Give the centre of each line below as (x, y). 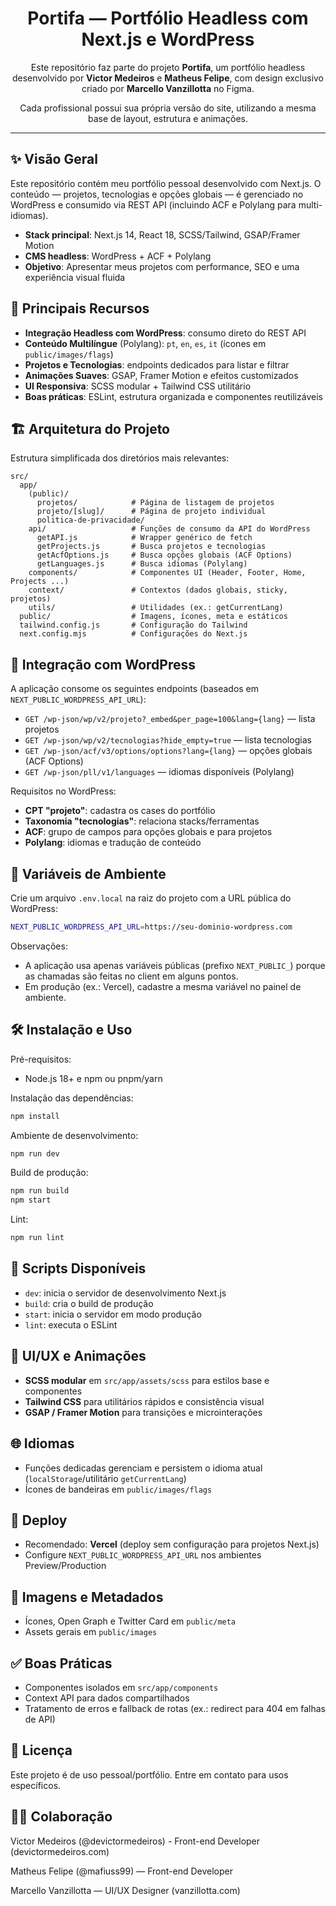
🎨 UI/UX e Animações (78, 1356)
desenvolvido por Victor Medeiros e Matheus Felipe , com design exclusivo (168, 78)
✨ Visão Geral (54, 159)
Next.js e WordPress (168, 39)
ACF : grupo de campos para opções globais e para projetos (148, 832)
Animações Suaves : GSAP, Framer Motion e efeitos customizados (161, 375)
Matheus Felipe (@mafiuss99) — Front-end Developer (121, 1871)
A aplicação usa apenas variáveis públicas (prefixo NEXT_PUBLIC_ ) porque (175, 965)
